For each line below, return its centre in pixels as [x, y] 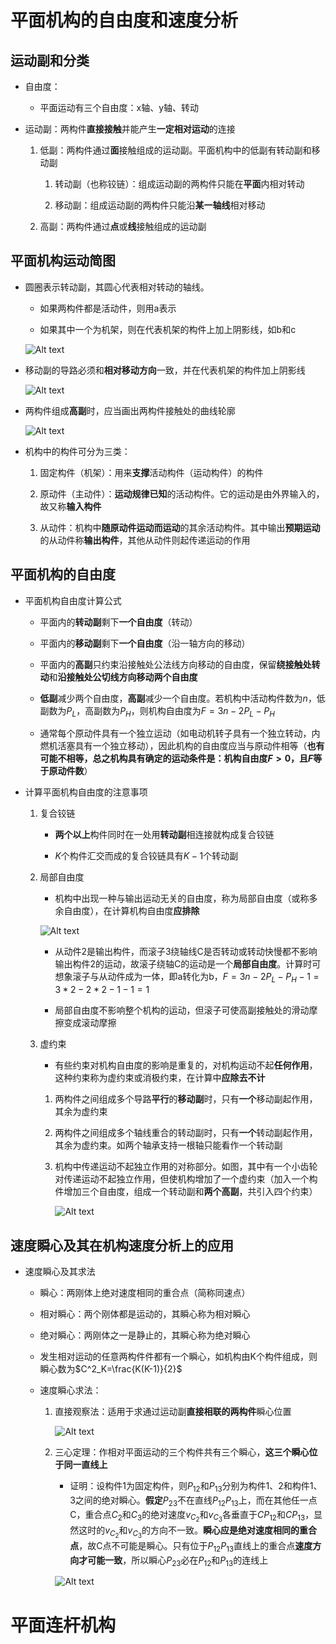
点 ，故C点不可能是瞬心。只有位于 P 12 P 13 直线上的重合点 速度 [191, 1546]
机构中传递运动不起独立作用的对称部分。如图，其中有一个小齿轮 [186, 1167]
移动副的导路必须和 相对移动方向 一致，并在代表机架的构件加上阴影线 [165, 370]
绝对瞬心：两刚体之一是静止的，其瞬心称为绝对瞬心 [145, 1335]
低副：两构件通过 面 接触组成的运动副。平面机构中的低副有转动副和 [175, 150]
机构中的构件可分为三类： [77, 451]
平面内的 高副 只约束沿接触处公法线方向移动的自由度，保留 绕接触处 [175, 664]
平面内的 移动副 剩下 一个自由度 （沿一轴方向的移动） [145, 643]
